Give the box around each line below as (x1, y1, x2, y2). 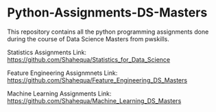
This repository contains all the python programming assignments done (7, 27, 209, 36)
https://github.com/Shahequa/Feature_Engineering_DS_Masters (7, 76, 187, 84)
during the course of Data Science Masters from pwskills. (7, 34, 170, 43)
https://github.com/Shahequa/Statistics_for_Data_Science (7, 55, 170, 63)
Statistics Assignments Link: (7, 48, 87, 56)
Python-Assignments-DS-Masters (7, 5, 208, 21)
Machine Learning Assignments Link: (7, 89, 112, 98)
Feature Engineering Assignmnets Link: (7, 69, 118, 77)
